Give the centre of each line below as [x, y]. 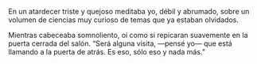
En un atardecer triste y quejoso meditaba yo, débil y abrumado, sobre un [129, 11]
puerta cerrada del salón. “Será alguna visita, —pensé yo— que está [120, 43]
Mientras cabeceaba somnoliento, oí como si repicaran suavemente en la [128, 35]
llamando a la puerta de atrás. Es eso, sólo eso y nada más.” [107, 52]
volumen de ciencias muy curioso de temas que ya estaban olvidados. [123, 20]
